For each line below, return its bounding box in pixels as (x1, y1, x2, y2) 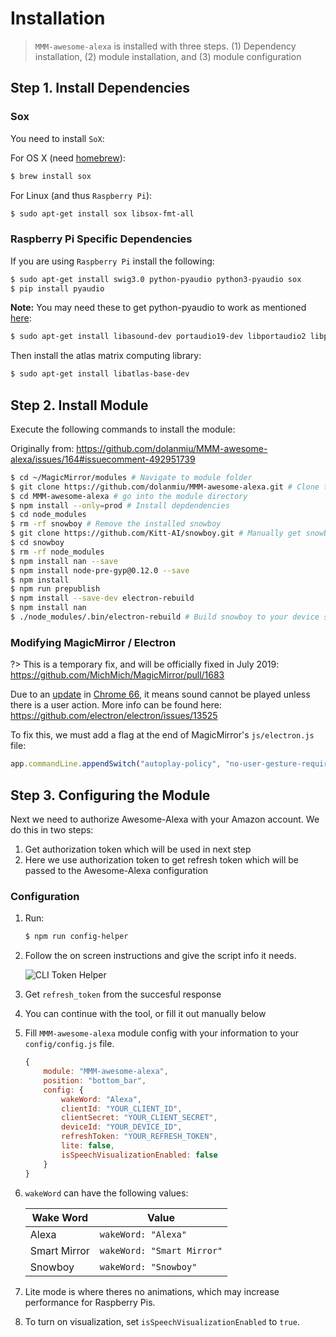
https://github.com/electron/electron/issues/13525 (10, 710, 218, 722)
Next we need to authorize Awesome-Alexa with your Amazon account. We (10, 813, 320, 825)
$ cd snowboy (10, 538, 65, 548)
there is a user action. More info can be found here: (10, 699, 222, 711)
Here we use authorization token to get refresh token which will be (24, 853, 299, 866)
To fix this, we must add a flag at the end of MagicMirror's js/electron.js (10, 729, 315, 741)
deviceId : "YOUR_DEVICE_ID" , (61, 1122, 183, 1132)
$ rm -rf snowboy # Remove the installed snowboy (10, 519, 222, 529)
